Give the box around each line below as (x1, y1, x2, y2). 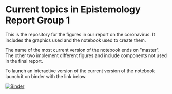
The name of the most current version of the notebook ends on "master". (5, 47, 160, 53)
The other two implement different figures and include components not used (5, 52, 167, 59)
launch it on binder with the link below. (5, 73, 87, 79)
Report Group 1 (5, 14, 70, 26)
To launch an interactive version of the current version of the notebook (5, 68, 155, 74)
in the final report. (5, 58, 43, 64)
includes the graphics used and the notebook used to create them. (5, 37, 146, 43)
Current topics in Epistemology (5, 4, 141, 15)
